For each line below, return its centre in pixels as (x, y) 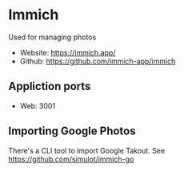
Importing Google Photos (72, 131)
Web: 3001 (38, 105)
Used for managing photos (52, 37)
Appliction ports (50, 86)
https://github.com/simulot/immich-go (71, 159)
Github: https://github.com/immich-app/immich (98, 61)
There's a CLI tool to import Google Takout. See (87, 150)
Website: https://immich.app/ (68, 52)
